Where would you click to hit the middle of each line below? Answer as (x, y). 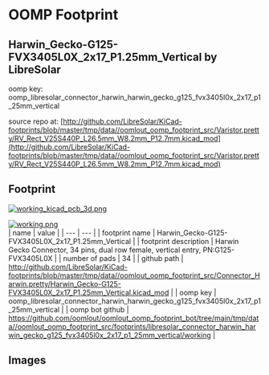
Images (27, 360)
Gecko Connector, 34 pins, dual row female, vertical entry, (105, 250)
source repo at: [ (36, 121)
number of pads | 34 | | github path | (123, 258)
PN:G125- (219, 250)
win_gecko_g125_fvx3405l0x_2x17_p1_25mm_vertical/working (110, 335)
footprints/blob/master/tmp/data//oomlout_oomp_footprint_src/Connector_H (134, 275)
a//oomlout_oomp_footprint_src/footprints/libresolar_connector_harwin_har (132, 326)
